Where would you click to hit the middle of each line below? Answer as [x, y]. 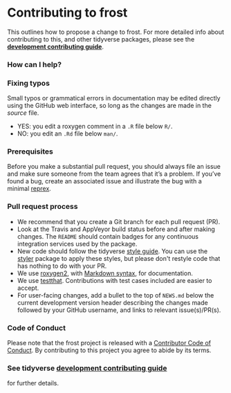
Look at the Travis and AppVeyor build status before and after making [116, 229]
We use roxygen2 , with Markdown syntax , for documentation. [105, 273]
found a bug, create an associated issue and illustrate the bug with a [104, 181]
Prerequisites [30, 152]
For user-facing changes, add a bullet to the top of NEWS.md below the [115, 295]
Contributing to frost [67, 13]
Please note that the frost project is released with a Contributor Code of [109, 343]
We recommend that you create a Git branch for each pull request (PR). [119, 221]
